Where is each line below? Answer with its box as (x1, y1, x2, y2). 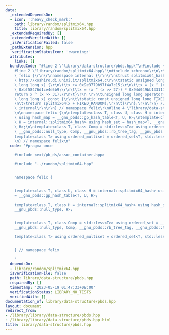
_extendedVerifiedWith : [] (10, 36, 66, 41)
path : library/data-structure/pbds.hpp (10, 276, 94, 281)
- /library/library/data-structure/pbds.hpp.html (5, 318, 112, 323)
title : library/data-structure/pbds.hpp (5, 322, 92, 327)
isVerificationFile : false (10, 271, 66, 276)
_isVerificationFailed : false (10, 40, 73, 45)
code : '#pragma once (10, 143, 53, 149)
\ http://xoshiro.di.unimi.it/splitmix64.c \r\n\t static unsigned (14, 78, 154, 83)
